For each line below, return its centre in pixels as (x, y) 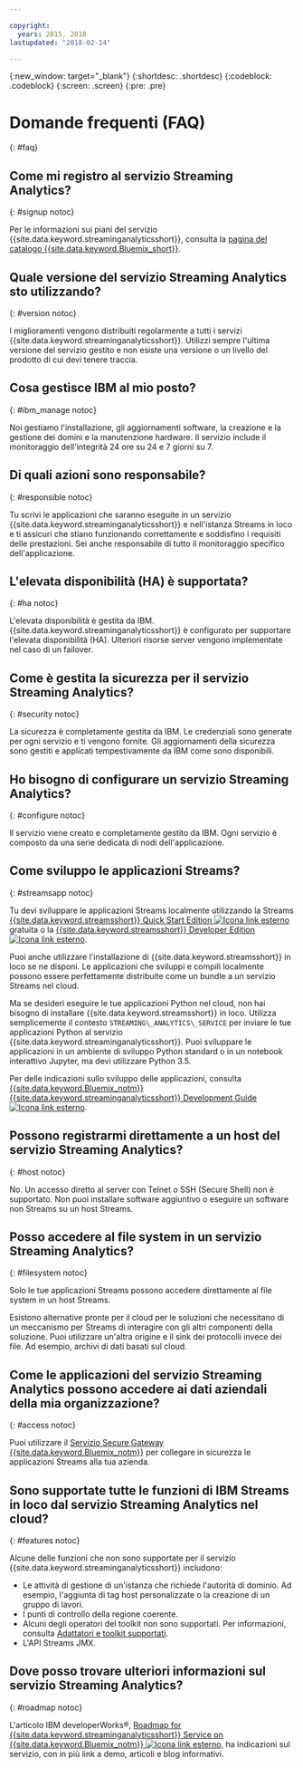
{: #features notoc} (45, 1541)
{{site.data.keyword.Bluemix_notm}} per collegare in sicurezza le (130, 1452)
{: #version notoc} (43, 312)
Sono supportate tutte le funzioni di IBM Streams (149, 1490)
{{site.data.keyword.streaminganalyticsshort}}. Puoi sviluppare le (131, 1042)
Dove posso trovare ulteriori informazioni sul (138, 1672)
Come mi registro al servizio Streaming (121, 176)
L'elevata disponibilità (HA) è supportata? (129, 581)
